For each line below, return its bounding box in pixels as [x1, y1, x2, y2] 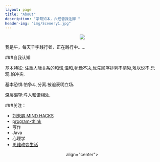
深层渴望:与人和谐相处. [5, 92, 51, 98]
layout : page [5, 7, 32, 12]
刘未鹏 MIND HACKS [12, 113, 54, 119]
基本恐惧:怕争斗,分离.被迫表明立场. [5, 81, 75, 87]
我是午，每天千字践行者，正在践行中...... [5, 44, 86, 50]
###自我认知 [5, 54, 31, 60]
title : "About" [5, 12, 36, 17]
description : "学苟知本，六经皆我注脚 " [5, 16, 81, 21]
